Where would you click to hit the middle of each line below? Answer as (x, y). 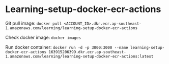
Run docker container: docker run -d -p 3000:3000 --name (67, 47)
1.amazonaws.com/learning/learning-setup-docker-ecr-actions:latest (79, 56)
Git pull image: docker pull (34, 23)
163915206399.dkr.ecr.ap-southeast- (87, 52)
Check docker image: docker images (43, 37)
